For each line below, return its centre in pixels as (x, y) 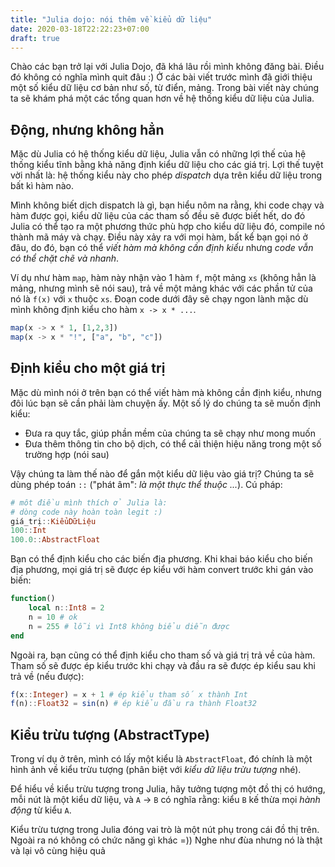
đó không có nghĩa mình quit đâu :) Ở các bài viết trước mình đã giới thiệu (161, 77)
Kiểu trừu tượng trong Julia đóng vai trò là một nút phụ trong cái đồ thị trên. (165, 830)
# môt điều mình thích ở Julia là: (89, 502)
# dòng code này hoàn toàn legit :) (86, 512)
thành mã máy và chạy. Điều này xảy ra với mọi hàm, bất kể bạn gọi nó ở (159, 237)
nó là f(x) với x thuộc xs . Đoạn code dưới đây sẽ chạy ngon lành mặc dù (159, 299)
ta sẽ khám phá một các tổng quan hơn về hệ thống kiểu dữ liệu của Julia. (162, 98)
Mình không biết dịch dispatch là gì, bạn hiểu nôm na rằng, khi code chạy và (167, 205)
